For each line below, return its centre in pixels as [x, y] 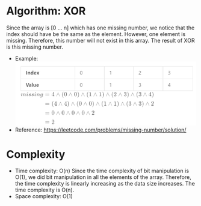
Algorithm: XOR [46, 11]
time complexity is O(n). [45, 190]
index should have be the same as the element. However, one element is [96, 34]
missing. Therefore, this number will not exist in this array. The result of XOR [100, 40]
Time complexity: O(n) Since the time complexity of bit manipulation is [102, 171]
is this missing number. [35, 47]
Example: [26, 58]
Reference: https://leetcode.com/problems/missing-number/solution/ [100, 130]
